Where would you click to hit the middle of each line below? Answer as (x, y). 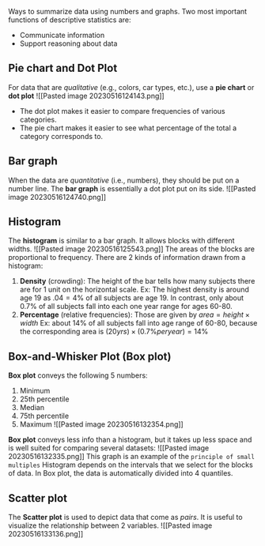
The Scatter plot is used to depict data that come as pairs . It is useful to (125, 518)
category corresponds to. (61, 136)
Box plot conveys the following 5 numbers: (78, 375)
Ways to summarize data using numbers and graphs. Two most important (128, 11)
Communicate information (62, 35)
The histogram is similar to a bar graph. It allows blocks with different (121, 241)
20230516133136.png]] (46, 534)
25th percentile (44, 399)
